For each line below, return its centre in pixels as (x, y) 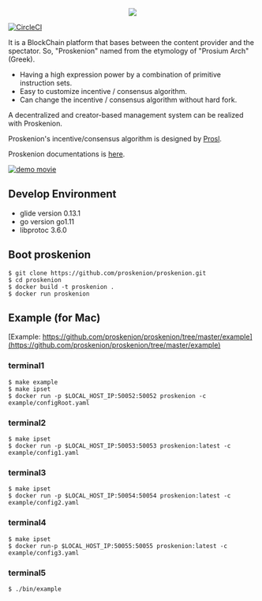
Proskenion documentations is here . (67, 154)
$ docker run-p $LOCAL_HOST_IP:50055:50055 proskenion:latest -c (118, 546)
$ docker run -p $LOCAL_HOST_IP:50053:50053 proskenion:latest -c (120, 446)
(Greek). (22, 59)
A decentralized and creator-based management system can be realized (126, 115)
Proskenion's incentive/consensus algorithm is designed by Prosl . (115, 139)
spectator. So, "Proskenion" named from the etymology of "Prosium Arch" (129, 51)
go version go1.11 (47, 221)
